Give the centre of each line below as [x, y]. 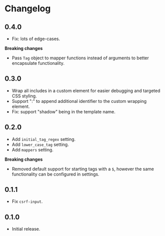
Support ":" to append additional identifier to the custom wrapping [79, 101]
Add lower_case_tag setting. [40, 144]
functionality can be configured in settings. [56, 174]
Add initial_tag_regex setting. [44, 139]
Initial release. [26, 229]
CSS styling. [24, 96]
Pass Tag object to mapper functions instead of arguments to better [80, 58]
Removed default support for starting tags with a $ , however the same [83, 169]
